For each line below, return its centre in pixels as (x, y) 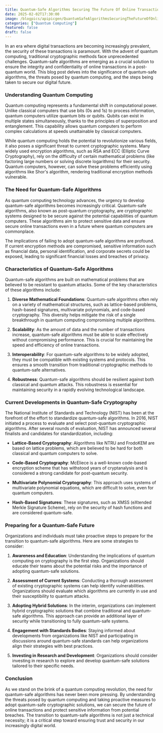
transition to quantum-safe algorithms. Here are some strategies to (72, 541)
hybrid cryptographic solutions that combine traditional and (71, 611)
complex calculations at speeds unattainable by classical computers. (74, 132)
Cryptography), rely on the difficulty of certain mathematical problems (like (80, 156)
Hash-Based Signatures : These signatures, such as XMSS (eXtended (82, 503)
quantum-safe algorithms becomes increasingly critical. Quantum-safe (76, 206)
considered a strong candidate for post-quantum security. (70, 473)
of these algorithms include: (33, 290)
